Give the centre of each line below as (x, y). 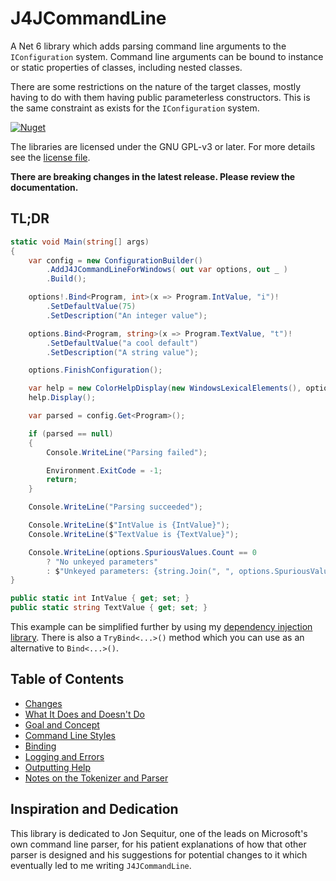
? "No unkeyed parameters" (102, 562)
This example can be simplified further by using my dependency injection (161, 626)
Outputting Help (58, 767)
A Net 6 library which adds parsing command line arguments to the (148, 46)
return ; (62, 480)
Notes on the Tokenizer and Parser (96, 778)
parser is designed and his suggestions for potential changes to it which (159, 854)
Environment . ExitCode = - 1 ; (104, 470)
